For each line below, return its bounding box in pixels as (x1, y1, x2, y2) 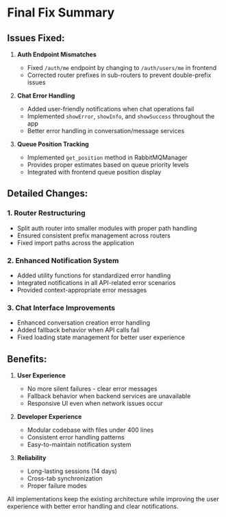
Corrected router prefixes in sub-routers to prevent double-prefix (27, 71, 212, 79)
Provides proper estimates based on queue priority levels (27, 161, 190, 169)
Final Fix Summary (7, 5, 115, 21)
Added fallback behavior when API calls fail (16, 326, 140, 334)
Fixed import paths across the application (16, 238, 135, 246)
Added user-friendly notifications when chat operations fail (27, 105, 194, 113)
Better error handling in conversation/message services (27, 127, 185, 135)
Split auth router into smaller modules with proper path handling (16, 224, 197, 232)
